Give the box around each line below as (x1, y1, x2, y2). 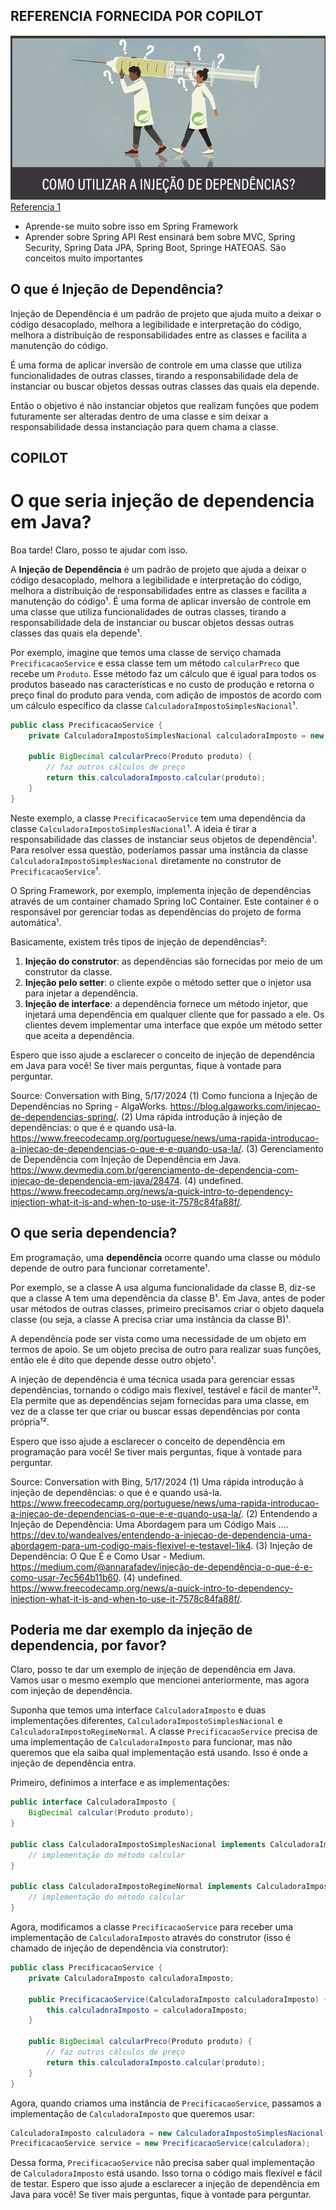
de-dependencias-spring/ (10, 1110, 117, 1123)
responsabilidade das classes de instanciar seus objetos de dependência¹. (10, 833, 317, 845)
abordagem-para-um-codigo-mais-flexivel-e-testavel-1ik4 (10, 1539, 252, 1551)
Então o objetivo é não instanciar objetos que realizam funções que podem (10, 399, 320, 411)
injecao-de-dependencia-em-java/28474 (10, 1174, 180, 1186)
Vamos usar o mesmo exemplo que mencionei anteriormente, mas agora (10, 1674, 310, 1686)
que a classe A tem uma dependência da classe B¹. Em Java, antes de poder (10, 1292, 326, 1304)
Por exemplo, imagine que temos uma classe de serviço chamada (10, 646, 282, 658)
